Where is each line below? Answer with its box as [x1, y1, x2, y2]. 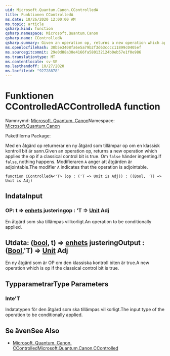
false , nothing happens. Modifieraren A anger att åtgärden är [5, 159, 133, 165]
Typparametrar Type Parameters [5, 280, 109, 288]
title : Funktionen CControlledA [5, 12, 73, 17]
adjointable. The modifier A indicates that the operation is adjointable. [5, 164, 148, 170]
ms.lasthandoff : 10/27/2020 [5, 64, 65, 69]
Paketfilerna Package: [5, 132, 51, 139]
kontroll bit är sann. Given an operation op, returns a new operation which [5, 147, 157, 154]
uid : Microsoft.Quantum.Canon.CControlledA [5, 7, 99, 13]
